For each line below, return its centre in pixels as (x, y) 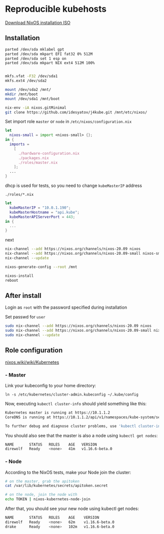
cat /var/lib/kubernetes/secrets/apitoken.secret (57, 486)
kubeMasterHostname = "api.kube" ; (44, 212)
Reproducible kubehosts (56, 9)
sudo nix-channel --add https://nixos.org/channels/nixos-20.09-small (78, 331)
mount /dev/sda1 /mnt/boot (32, 99)
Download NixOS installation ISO (38, 23)
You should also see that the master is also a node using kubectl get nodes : (81, 435)
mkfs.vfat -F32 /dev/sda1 (31, 76)
